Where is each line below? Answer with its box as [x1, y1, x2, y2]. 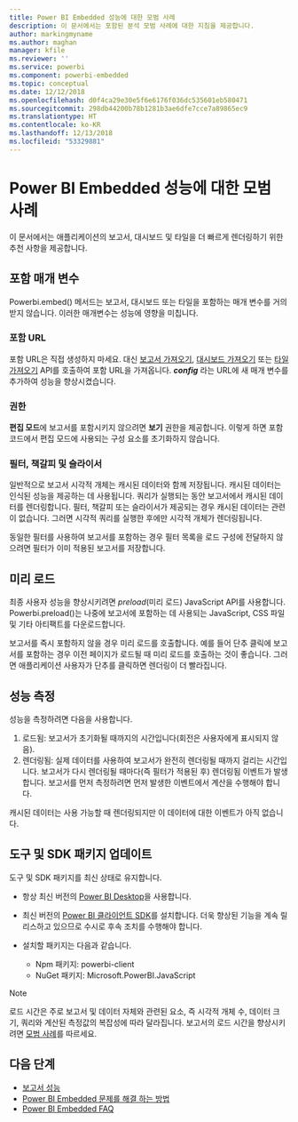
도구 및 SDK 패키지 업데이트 [9, 846, 153, 862]
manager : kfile [9, 46, 66, 55]
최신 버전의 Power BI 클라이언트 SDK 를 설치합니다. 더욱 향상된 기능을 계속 [21, 910, 279, 920]
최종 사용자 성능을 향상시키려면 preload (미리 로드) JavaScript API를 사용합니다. [9, 597, 286, 607]
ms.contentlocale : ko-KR [9, 121, 101, 130]
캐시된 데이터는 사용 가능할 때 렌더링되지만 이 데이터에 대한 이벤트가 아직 [9, 807, 260, 818]
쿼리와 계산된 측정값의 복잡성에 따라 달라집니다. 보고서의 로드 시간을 [20, 1017, 255, 1028]
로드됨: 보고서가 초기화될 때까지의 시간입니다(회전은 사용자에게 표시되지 [21, 733, 270, 743]
